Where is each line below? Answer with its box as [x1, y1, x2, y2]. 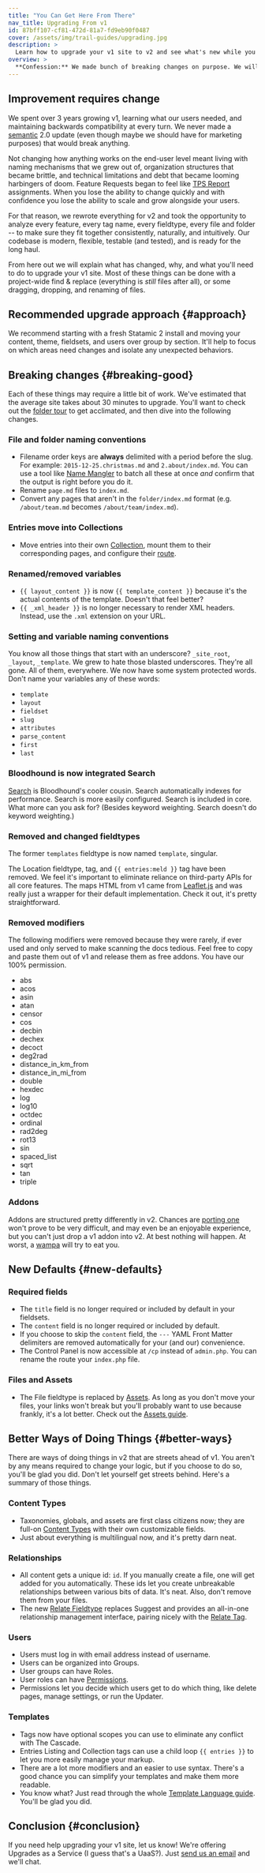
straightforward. [8, 897, 61, 906]
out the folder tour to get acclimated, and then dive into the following [8, 406, 231, 415]
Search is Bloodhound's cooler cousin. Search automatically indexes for [8, 786, 242, 795]
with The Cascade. [19, 1738, 81, 1747]
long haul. [8, 244, 41, 253]
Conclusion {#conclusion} [8, 1819, 140, 1833]
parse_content [19, 733, 66, 741]
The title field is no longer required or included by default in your [19, 1304, 235, 1314]
